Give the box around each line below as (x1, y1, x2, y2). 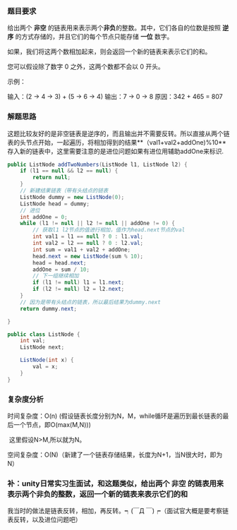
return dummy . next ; (20, 305, 78, 312)
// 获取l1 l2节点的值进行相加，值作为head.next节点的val (32, 227, 186, 234)
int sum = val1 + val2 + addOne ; (32, 246, 131, 253)
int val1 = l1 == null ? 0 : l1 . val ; (32, 233, 144, 241)
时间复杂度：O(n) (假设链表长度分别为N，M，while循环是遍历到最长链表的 (7, 411, 224, 421)
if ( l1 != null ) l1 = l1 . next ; (32, 279, 125, 287)
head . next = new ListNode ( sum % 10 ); (32, 253, 143, 260)
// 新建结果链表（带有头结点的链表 (20, 187, 109, 195)
